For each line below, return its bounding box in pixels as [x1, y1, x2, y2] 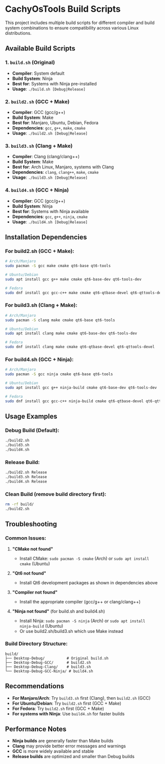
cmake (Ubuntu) [19, 561, 50, 567]
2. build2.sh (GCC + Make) [5, 98, 70, 105]
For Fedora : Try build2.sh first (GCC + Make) [12, 706, 105, 711]
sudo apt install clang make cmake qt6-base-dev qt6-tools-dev [5, 331, 137, 336]
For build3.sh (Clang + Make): [5, 302, 78, 309]
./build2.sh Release [5, 470, 48, 475]
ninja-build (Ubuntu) [19, 623, 63, 629]
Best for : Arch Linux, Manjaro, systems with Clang [12, 164, 114, 170]
